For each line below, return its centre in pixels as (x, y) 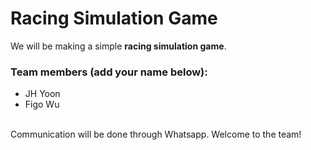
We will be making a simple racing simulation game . (118, 46)
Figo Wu (42, 104)
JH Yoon (42, 94)
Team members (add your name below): (109, 72)
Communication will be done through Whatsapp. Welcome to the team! (156, 134)
